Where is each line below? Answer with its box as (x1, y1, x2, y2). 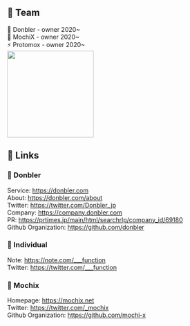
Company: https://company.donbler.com (7, 208, 122, 217)
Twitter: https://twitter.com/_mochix (7, 304, 109, 312)
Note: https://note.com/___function (7, 255, 106, 264)
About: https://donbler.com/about (7, 193, 103, 201)
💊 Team (7, 7, 40, 19)
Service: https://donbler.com (7, 186, 89, 194)
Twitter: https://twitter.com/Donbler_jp (7, 201, 116, 209)
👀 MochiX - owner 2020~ (7, 33, 79, 41)
